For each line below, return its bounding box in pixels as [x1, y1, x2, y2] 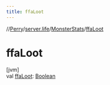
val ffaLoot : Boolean [6, 72, 56, 80]
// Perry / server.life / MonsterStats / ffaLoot [6, 25, 103, 32]
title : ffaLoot [6, 8, 44, 15]
